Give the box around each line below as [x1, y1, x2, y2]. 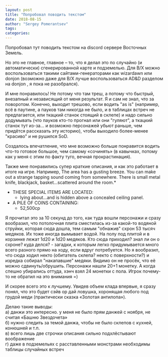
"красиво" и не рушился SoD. [5, 134, 69, 139]
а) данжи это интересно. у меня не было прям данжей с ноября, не [5, 309, 150, 315]
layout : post [5, 7, 33, 13]
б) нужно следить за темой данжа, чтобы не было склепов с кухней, [5, 320, 153, 325]
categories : [5, 31, 30, 36]
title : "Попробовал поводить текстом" [5, 12, 86, 17]
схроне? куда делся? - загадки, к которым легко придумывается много [5, 242, 159, 248]
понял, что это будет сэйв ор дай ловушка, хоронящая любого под [5, 289, 149, 294]
